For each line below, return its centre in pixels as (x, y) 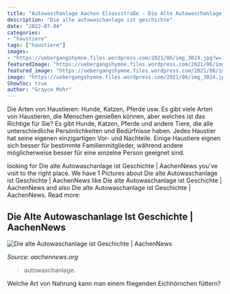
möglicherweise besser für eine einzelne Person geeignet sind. (96, 153)
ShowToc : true (27, 83)
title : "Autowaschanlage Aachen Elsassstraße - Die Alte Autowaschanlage (115, 13)
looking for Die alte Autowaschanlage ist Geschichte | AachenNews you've (112, 166)
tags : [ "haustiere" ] (37, 45)
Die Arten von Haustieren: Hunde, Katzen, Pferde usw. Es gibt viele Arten (110, 109)
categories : (24, 32)
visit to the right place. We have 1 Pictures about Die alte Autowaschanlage (112, 173)
